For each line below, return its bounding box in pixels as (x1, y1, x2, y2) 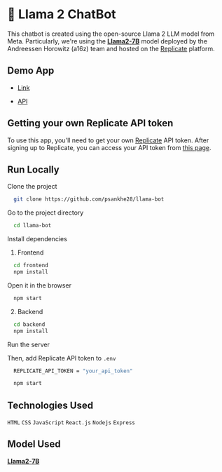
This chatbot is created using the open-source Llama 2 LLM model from (7, 29, 215, 38)
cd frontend (13, 262, 49, 269)
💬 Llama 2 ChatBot (7, 6, 117, 22)
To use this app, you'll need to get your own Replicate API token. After (7, 136, 209, 144)
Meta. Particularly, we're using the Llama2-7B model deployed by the (7, 36, 208, 45)
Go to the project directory (7, 208, 84, 217)
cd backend (13, 321, 46, 328)
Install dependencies (7, 235, 68, 243)
